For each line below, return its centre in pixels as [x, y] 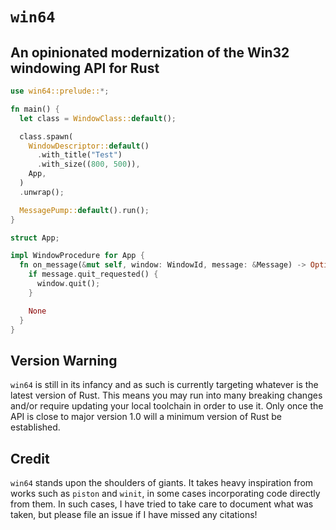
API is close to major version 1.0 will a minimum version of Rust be [146, 417]
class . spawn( [46, 136]
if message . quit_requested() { [93, 274]
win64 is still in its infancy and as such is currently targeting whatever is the [164, 385]
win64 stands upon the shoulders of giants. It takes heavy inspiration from [162, 482]
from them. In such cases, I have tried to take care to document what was [162, 504]
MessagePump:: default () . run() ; [84, 210]
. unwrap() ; [42, 192]
